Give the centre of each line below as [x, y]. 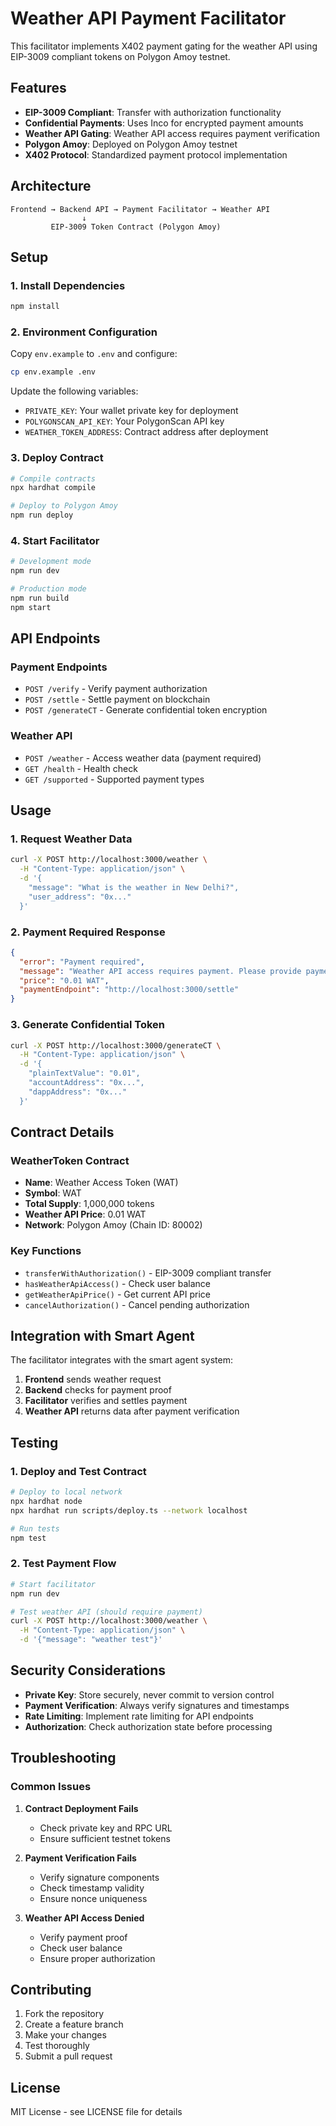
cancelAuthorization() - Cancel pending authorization [137, 1304]
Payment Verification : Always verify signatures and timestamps [157, 1705]
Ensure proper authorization [97, 1958]
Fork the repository [64, 2014]
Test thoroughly [57, 2046]
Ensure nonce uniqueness [93, 1898]
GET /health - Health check [81, 768]
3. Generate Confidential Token [87, 1025]
